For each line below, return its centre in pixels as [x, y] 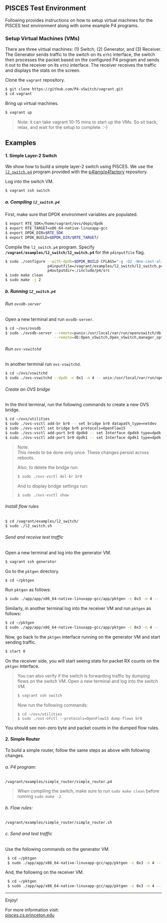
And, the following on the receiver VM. [44, 872]
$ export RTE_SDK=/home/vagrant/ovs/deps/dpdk [54, 224]
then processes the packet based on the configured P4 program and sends [82, 60]
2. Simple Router [23, 739]
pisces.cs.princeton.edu [30, 915]
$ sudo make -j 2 [23, 280]
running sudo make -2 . [40, 797]
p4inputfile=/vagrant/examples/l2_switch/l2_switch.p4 [105, 266]
